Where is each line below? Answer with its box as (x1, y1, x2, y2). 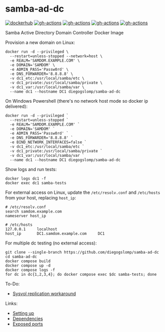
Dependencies (12, 315, 43, 321)
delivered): (5, 103, 28, 109)
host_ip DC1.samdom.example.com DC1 (5, 231, 105, 236)
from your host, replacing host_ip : (5, 194, 77, 200)
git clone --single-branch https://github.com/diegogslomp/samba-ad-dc (5, 250, 159, 255)
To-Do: (5, 280, 20, 286)
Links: (5, 300, 18, 306)
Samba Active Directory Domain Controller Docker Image (5, 29, 124, 35)
